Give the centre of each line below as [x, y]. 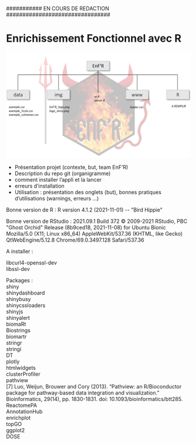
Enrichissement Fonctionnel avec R [94, 39]
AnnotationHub [24, 411]
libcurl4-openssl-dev [32, 263]
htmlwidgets [21, 368]
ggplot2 [16, 430]
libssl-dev [18, 269]
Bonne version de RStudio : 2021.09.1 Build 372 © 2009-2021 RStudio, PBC [97, 221]
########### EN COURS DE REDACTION [58, 9]
